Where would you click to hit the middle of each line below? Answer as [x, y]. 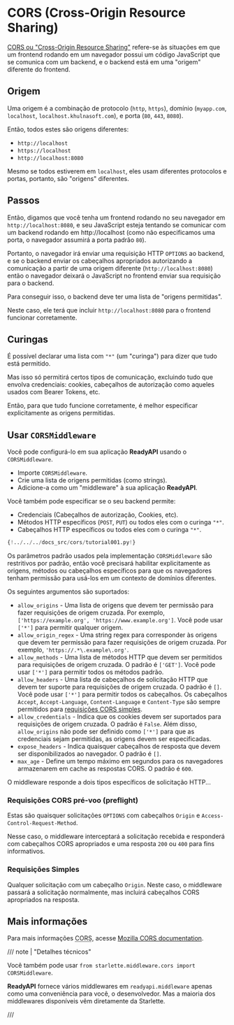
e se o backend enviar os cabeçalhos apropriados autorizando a [100, 261]
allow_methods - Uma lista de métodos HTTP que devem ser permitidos [120, 657]
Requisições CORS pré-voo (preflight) [73, 800]
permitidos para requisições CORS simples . [80, 709]
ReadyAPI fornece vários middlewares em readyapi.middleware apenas [110, 987]
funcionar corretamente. [42, 317]
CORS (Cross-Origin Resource [97, 13]
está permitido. [29, 364]
